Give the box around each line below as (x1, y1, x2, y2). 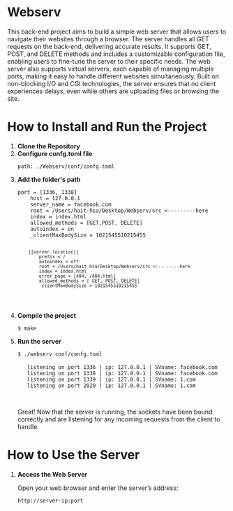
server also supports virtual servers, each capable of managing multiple (7, 64, 214, 73)
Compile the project (17, 311, 77, 319)
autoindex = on (30, 225, 75, 232)
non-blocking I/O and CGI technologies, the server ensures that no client (7, 79, 216, 87)
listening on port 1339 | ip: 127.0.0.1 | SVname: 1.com (27, 376, 196, 383)
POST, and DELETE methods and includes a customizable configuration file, (7, 50, 225, 58)
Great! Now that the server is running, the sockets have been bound (17, 407, 213, 416)
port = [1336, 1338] (17, 188, 77, 196)
